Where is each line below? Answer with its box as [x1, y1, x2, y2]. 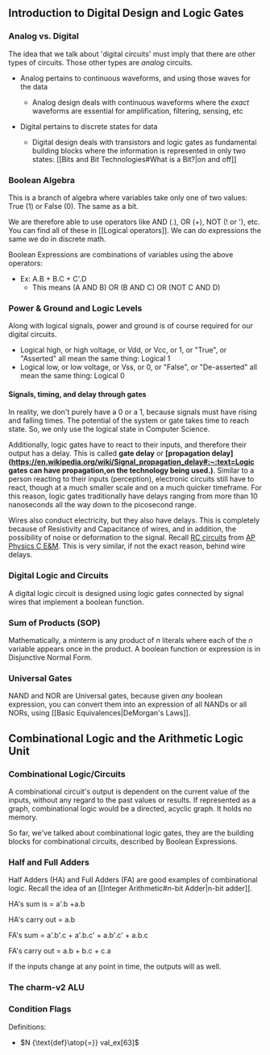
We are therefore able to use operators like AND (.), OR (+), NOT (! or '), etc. [8, 217, 260, 227]
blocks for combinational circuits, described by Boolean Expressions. [8, 836, 238, 846]
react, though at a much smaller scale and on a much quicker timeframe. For [8, 483, 262, 493]
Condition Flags [8, 1003, 72, 1015]
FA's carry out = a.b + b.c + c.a [8, 946, 111, 956]
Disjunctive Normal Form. [8, 653, 93, 662]
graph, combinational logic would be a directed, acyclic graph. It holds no [8, 804, 252, 814]
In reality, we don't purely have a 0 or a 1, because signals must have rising [8, 407, 258, 417]
